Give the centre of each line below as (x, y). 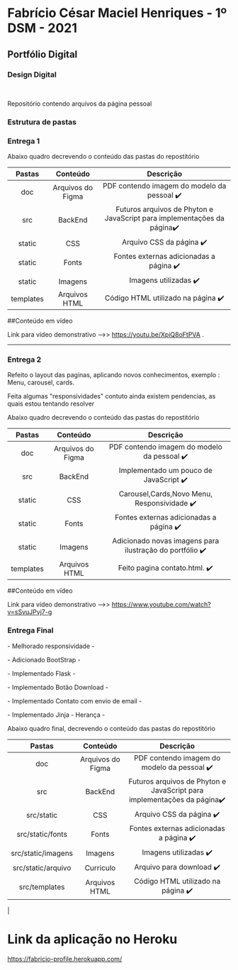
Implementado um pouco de (165, 471)
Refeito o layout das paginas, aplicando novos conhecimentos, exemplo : (114, 375)
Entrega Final (30, 630)
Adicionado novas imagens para (166, 541)
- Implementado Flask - (41, 673)
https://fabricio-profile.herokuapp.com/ (65, 959)
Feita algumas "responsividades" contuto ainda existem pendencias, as (112, 396)
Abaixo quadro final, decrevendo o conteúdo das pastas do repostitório (112, 728)
